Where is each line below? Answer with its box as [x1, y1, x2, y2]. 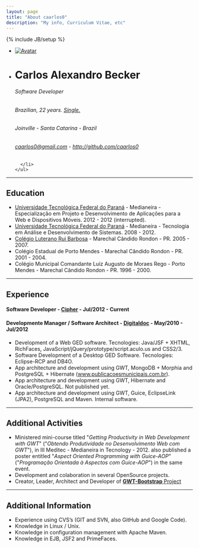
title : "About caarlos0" [6, 14, 68, 20]
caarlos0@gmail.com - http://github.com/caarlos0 [14, 143, 139, 150]
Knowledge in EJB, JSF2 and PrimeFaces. [14, 535, 117, 542]
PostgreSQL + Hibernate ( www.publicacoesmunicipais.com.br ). [14, 370, 170, 378]
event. [14, 465, 31, 472]
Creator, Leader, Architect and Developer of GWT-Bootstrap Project [14, 478, 182, 485]
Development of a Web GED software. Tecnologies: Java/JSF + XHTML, [14, 339, 191, 346]
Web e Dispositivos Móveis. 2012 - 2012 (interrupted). [14, 217, 146, 224]
